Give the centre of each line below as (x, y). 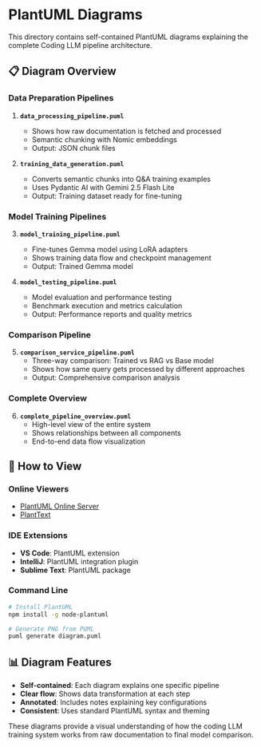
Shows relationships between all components (106, 433)
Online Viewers (39, 488)
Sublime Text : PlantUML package (75, 570)
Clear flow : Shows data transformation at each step (105, 694)
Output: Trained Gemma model (82, 266)
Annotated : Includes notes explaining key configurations (113, 702)
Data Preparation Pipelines (61, 98)
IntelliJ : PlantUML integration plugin (79, 561)
